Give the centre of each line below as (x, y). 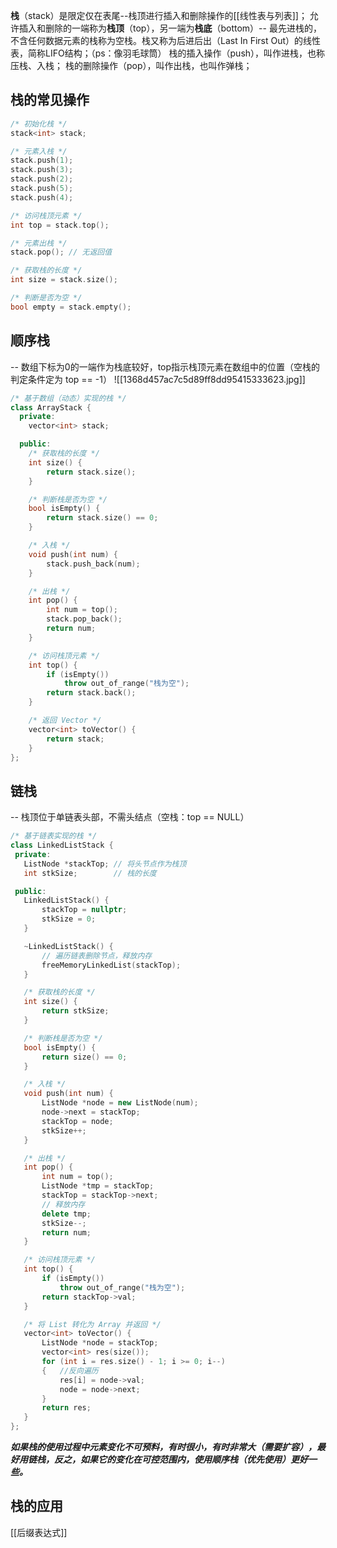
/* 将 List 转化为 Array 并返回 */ (92, 1324)
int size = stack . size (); (64, 280)
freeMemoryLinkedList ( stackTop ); (111, 965)
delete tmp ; (66, 1214)
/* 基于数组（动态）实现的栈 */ (68, 398)
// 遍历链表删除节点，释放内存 (97, 955)
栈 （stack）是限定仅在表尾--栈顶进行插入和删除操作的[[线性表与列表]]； (159, 15)
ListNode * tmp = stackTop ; (98, 1186)
